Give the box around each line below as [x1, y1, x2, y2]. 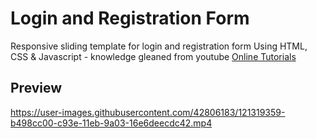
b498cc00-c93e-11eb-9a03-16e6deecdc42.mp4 [10, 117, 213, 129]
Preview [10, 80, 63, 97]
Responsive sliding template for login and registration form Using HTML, [10, 40, 308, 52]
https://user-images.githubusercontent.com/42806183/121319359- [10, 106, 286, 118]
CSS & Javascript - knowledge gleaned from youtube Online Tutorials [10, 50, 297, 62]
